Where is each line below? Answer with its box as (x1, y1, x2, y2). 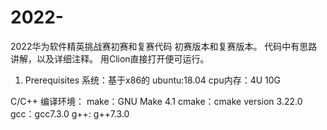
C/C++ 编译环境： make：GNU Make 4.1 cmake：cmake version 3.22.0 (10, 95, 303, 107)
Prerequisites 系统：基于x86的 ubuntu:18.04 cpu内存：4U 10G (24, 74, 282, 86)
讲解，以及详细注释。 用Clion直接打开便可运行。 (10, 52, 210, 65)
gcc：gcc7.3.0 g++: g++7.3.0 (10, 107, 130, 120)
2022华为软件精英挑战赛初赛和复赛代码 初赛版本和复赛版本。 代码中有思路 (10, 40, 318, 52)
